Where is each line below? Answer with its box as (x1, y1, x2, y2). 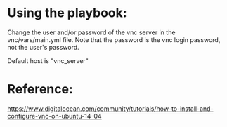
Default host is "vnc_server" (7, 56, 89, 65)
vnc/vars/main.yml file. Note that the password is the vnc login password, (7, 35, 221, 44)
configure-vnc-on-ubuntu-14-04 (7, 112, 102, 120)
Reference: (7, 81, 74, 98)
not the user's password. (7, 43, 79, 51)
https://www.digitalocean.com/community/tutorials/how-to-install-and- (7, 104, 214, 113)
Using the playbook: (7, 5, 128, 21)
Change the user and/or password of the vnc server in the (7, 28, 176, 36)
